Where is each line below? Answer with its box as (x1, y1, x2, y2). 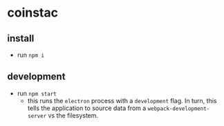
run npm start (17, 89, 57, 98)
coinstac (7, 5, 59, 21)
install (7, 33, 35, 44)
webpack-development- (147, 105, 210, 112)
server (27, 112, 47, 119)
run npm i (17, 51, 45, 59)
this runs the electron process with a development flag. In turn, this (27, 96, 217, 105)
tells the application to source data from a (27, 104, 147, 112)
